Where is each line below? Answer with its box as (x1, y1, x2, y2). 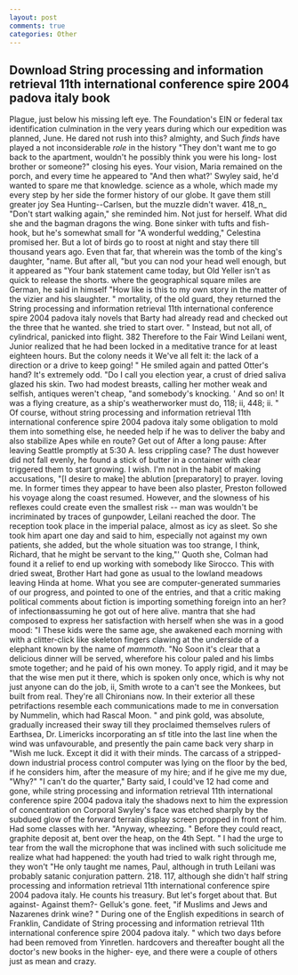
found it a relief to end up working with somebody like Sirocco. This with (9, 558, 275, 570)
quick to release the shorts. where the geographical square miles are (9, 275, 262, 286)
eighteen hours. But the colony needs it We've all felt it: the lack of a (9, 351, 260, 362)
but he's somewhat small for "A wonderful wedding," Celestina (31, 228, 261, 239)
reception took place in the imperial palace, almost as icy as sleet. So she (9, 521, 278, 532)
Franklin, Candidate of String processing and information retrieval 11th (9, 918, 265, 929)
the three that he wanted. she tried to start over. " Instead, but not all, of (9, 322, 272, 333)
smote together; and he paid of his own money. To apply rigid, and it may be (9, 662, 289, 673)
